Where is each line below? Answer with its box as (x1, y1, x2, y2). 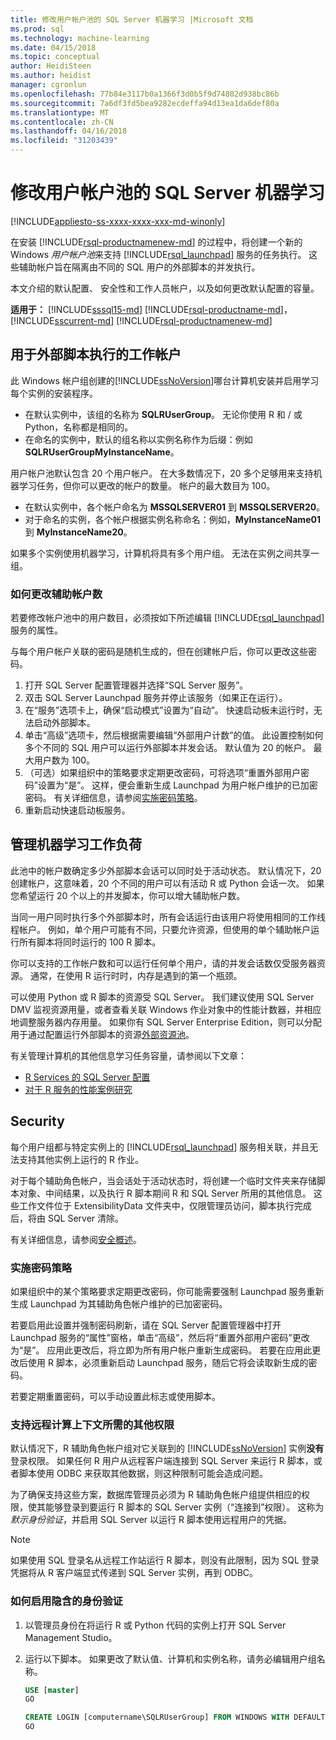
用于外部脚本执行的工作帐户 (10, 346, 182, 363)
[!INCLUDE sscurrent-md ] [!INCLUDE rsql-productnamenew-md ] (10, 314, 273, 326)
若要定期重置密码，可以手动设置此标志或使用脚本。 (10, 1390, 221, 1402)
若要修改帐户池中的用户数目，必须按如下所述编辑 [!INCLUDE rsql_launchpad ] (10, 612, 325, 624)
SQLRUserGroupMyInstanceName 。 (24, 446, 180, 458)
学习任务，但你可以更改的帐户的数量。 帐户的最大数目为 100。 (18, 479, 276, 491)
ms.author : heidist (10, 71, 92, 81)
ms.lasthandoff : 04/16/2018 (10, 126, 128, 136)
